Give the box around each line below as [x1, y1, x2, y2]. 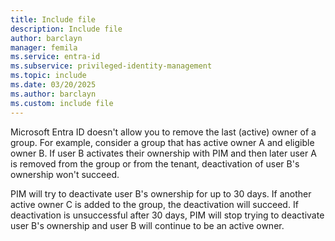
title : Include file [10, 14, 97, 25]
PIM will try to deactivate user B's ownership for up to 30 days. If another [10, 187, 312, 200]
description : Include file [10, 24, 123, 34]
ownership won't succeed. [10, 168, 120, 180]
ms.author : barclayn [10, 89, 97, 99]
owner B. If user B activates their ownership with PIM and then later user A [10, 147, 317, 159]
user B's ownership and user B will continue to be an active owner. [10, 219, 285, 231]
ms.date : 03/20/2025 [10, 80, 97, 90]
